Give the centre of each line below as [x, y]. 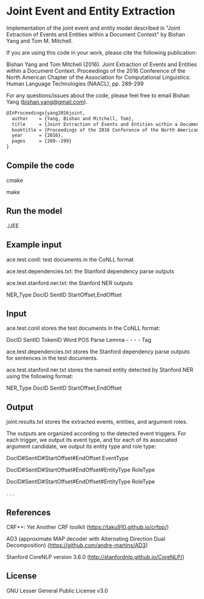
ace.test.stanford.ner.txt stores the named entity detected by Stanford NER [100, 370]
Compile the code [40, 166]
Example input [34, 245]
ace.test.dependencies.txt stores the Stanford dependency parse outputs [98, 352]
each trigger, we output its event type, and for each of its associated [92, 440]
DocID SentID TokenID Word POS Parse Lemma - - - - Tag [79, 340]
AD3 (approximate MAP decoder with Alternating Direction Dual [86, 538]
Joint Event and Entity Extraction [91, 11]
